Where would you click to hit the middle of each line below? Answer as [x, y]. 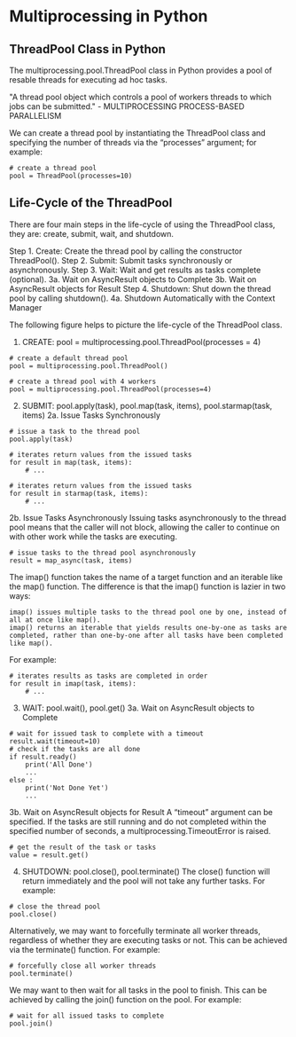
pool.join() [31, 1023]
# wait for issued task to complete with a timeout [106, 734]
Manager [26, 307]
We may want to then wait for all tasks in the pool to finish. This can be [138, 990]
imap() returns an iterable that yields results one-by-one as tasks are [148, 627]
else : [21, 780]
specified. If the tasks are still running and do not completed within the [138, 821]
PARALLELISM [35, 116]
